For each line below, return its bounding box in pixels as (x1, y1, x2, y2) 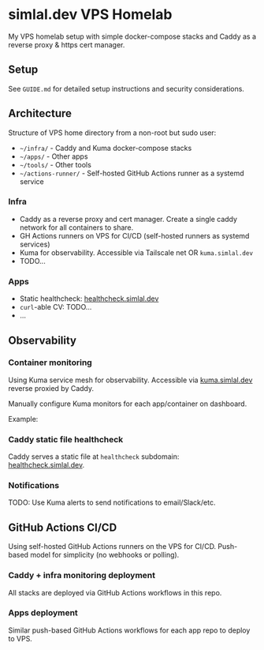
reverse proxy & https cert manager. (8, 39, 125, 49)
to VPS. (8, 633, 33, 643)
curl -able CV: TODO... (19, 302, 92, 312)
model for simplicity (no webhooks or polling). (30, 550, 180, 560)
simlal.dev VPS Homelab (8, 6, 173, 24)
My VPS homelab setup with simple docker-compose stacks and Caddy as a (8, 32, 257, 41)
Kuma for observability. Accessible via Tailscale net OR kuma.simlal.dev (19, 247, 254, 257)
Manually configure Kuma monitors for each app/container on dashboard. (8, 399, 247, 408)
